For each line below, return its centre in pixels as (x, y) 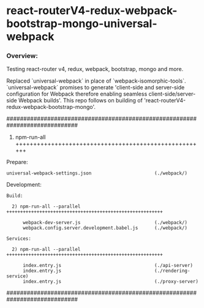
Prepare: (17, 162)
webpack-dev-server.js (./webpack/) (105, 223)
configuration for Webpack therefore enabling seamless (77, 94)
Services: (19, 239)
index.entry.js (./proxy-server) (111, 282)
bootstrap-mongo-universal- (82, 24)
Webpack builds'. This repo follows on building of (80, 100)
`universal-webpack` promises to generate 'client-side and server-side (96, 88)
